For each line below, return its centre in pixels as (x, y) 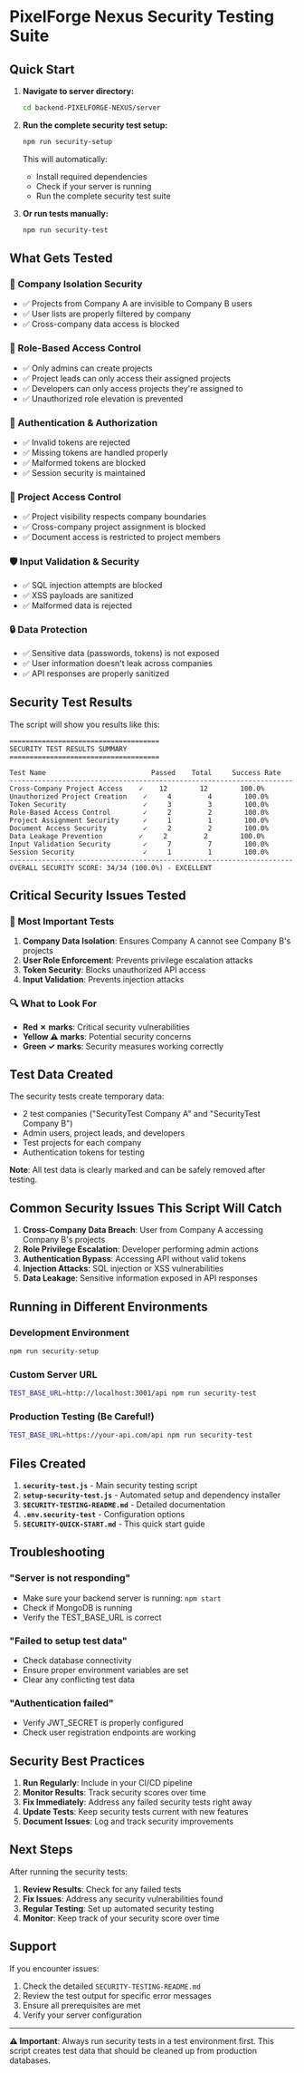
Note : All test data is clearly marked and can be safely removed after (138, 1170)
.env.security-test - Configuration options (104, 1514)
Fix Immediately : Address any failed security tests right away (137, 1802)
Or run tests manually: (65, 213)
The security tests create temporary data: (87, 1096)
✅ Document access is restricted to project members (122, 538)
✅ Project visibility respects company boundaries (114, 517)
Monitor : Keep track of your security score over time (121, 1918)
